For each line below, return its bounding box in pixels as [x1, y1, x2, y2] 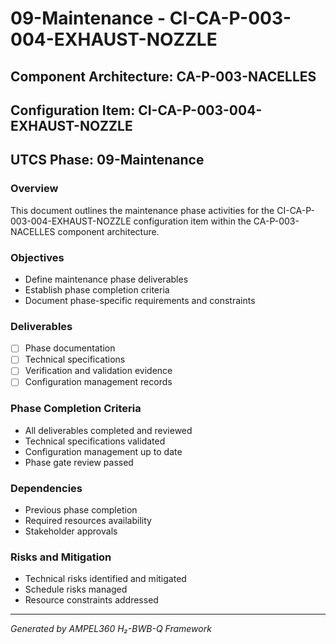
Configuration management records [24, 376, 173, 388]
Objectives [10, 250, 65, 264]
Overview [10, 182, 59, 196]
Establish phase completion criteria [24, 283, 170, 296]
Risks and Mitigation [10, 550, 112, 564]
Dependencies [10, 481, 83, 495]
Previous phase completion [24, 504, 138, 516]
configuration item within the [133, 215, 252, 227]
